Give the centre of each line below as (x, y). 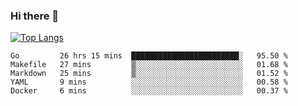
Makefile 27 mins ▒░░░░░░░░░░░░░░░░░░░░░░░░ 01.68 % (149, 65)
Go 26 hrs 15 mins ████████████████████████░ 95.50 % (149, 56)
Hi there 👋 (35, 16)
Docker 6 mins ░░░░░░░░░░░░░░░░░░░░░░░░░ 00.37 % (149, 91)
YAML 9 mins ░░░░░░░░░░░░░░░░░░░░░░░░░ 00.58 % (149, 82)
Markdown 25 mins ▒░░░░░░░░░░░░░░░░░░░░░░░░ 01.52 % (149, 74)
